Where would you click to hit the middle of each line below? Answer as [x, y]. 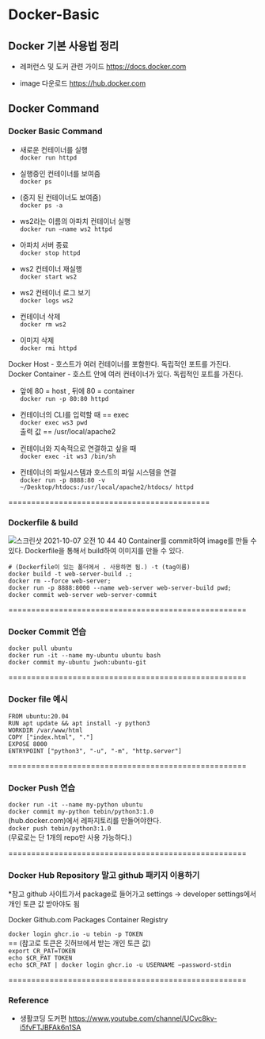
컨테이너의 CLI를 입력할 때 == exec [74, 414]
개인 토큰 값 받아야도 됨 [44, 904]
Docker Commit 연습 [47, 631]
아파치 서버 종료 [44, 244]
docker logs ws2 [46, 300]
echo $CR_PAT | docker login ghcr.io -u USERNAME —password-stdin [120, 965]
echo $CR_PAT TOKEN [40, 958]
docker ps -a [41, 205]
